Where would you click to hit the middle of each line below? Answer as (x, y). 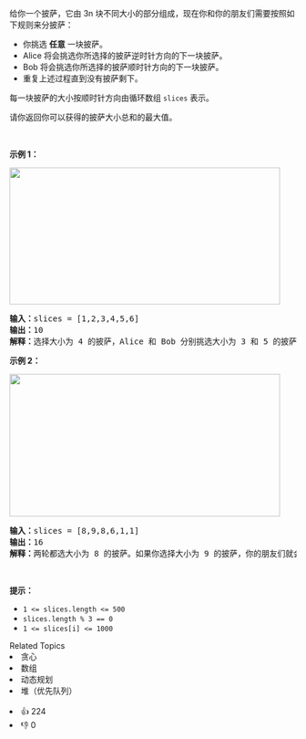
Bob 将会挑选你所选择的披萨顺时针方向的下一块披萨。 (123, 67)
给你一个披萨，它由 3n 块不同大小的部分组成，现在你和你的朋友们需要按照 (148, 13)
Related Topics (37, 645)
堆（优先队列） (49, 691)
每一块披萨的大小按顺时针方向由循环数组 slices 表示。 (112, 98)
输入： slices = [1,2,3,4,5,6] (74, 319)
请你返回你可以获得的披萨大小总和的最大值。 (93, 117)
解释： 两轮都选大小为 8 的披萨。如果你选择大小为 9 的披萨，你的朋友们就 (152, 553)
